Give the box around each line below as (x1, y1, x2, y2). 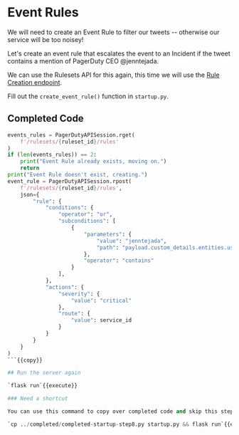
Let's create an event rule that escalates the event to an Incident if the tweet (7, 49, 230, 58)
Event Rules (7, 4, 80, 21)
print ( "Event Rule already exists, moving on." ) (20, 158, 167, 165)
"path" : (96, 243, 119, 251)
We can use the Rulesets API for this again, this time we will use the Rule (7, 70, 220, 79)
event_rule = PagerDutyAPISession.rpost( (7, 177, 132, 185)
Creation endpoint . (7, 78, 63, 86)
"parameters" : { (83, 231, 132, 238)
